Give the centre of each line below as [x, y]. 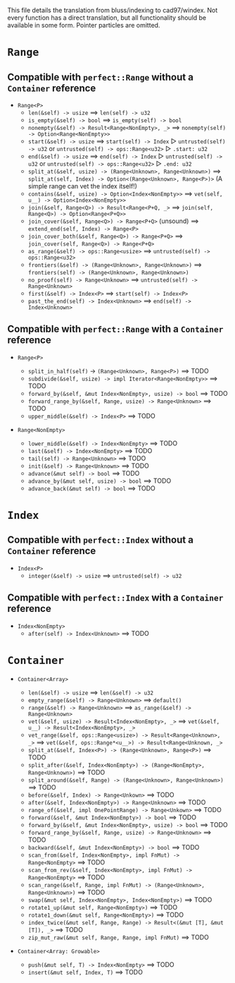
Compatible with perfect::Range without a [100, 77]
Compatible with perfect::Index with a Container [115, 598]
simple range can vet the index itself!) [82, 186]
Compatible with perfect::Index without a [100, 540]
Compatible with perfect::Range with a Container [115, 329]
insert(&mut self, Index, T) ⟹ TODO [85, 972]
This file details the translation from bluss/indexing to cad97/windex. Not [113, 10]
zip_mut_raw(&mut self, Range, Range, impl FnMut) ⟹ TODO [118, 937]
